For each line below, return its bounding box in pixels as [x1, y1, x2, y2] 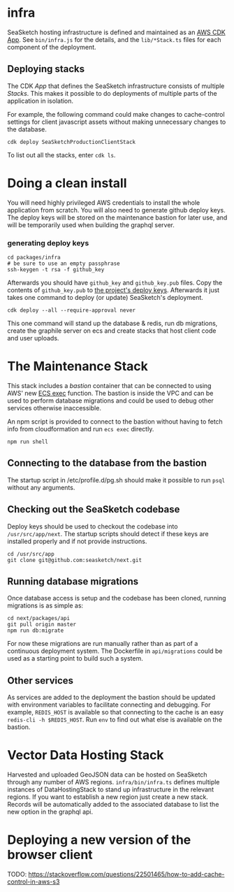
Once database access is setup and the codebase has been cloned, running [7, 594, 226, 603]
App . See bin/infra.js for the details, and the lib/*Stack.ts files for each [7, 35, 221, 43]
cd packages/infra [7, 254, 61, 261]
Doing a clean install [7, 175, 127, 191]
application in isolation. [7, 96, 74, 105]
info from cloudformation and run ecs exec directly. [7, 424, 154, 433]
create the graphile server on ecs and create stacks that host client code [7, 326, 217, 335]
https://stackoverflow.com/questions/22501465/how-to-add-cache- [28, 870, 225, 879]
